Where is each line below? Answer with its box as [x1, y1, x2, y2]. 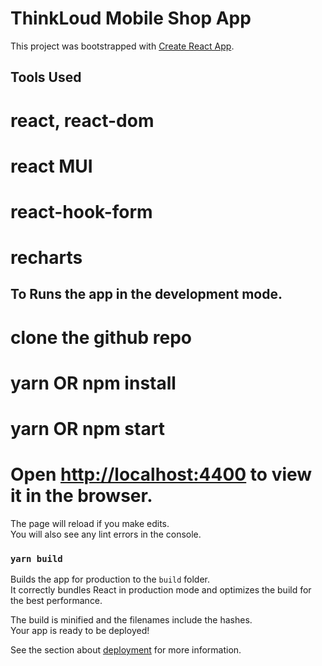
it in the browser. [10, 485, 153, 507]
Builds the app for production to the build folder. [10, 573, 211, 586]
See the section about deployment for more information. [10, 644, 242, 656]
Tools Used [10, 69, 82, 86]
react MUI [10, 155, 93, 177]
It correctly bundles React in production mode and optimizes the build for [10, 584, 312, 596]
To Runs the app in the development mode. [10, 286, 283, 303]
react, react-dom [10, 109, 155, 132]
